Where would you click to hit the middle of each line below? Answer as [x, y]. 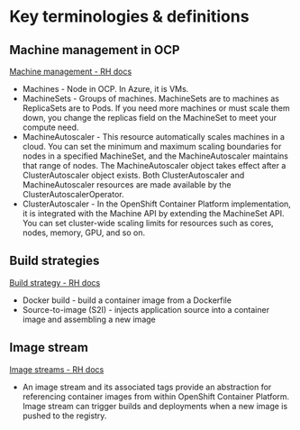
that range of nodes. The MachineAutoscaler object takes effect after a [154, 165]
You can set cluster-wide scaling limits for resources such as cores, [148, 223]
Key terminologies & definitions [129, 17]
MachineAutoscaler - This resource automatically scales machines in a [154, 137]
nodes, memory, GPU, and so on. [84, 233]
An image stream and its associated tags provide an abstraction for [147, 387]
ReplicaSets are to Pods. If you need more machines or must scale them [156, 108]
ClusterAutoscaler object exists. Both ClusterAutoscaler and [133, 175]
